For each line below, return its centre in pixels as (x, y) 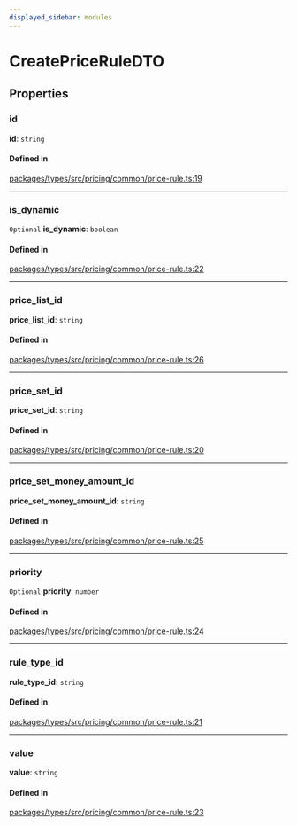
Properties (39, 94)
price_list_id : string (46, 319)
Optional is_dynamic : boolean (64, 229)
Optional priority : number (54, 591)
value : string (34, 772)
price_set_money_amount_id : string (77, 501)
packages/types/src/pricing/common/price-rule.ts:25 (107, 541)
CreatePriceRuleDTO (87, 61)
